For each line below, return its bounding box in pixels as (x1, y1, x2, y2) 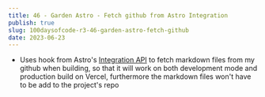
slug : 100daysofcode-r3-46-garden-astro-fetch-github (8, 26, 190, 34)
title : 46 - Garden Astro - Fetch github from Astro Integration (8, 11, 228, 20)
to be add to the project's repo (19, 80, 119, 90)
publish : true (8, 19, 55, 27)
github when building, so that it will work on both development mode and (19, 64, 258, 73)
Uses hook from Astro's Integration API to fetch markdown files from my (19, 55, 256, 65)
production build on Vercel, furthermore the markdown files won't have (19, 72, 252, 81)
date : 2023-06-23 (8, 33, 66, 42)
